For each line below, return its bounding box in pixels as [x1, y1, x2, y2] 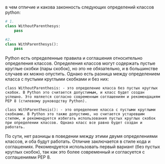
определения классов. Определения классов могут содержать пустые [5, 60, 156, 66]
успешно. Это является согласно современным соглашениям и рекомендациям [5, 94, 161, 99]
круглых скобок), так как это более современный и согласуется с [5, 149, 145, 155]
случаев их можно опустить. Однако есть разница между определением [5, 71, 161, 77]
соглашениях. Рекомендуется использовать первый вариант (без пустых [5, 144, 161, 150]
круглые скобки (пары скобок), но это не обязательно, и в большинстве [5, 66, 158, 72]
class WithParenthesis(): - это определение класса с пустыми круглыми [5, 107, 156, 113]
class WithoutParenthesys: [5, 23, 61, 29]
